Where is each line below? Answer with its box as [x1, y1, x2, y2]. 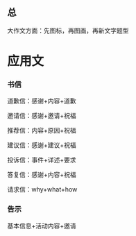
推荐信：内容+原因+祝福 [7, 126, 76, 135]
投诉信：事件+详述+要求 [7, 155, 76, 165]
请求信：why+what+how [7, 185, 78, 194]
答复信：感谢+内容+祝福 [7, 171, 76, 179]
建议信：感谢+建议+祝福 [7, 141, 76, 149]
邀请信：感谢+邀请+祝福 [7, 112, 76, 120]
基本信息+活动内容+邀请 [7, 221, 76, 230]
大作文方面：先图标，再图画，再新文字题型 [7, 26, 129, 35]
